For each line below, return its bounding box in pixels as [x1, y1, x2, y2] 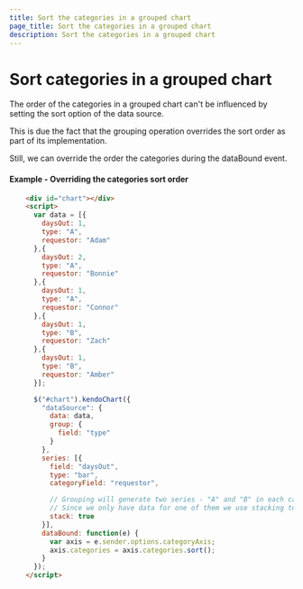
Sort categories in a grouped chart [9, 69, 272, 89]
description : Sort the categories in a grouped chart [9, 30, 216, 39]
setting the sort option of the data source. [9, 108, 164, 119]
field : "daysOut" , [49, 462, 119, 471]
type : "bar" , [49, 471, 99, 480]
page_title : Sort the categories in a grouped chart [9, 22, 212, 31]
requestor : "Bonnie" [41, 269, 119, 278]
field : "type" [57, 428, 111, 438]
